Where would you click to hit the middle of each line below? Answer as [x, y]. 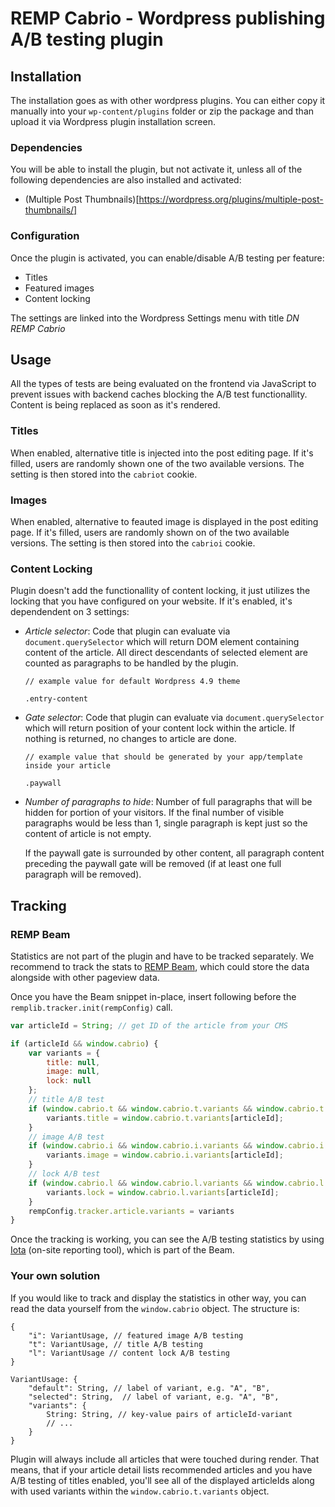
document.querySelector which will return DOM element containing [162, 642]
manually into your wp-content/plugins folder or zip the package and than [162, 111]
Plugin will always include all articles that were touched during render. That [165, 1459]
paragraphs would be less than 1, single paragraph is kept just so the [166, 823]
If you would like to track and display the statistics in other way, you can [158, 1298]
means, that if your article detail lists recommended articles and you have [161, 1469]
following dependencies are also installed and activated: [126, 180]
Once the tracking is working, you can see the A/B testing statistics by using [167, 1239]
